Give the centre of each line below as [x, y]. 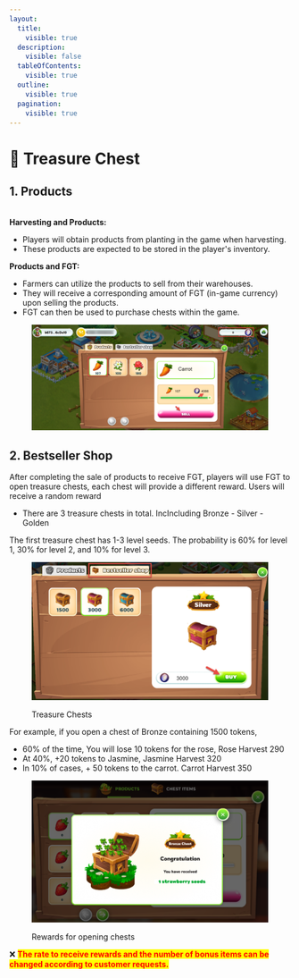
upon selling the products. [70, 303]
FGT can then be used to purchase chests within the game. [131, 312]
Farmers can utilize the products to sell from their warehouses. [137, 284]
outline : [33, 85]
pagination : [40, 104]
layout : [24, 19]
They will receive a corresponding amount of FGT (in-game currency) [150, 293]
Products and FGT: [45, 266]
